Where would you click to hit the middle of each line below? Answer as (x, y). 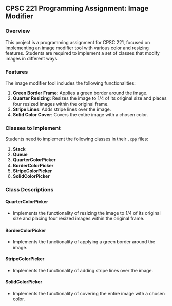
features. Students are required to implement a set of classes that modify (83, 53)
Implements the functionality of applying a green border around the (84, 242)
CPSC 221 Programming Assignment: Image (77, 8)
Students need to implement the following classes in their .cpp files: (77, 139)
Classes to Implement (33, 128)
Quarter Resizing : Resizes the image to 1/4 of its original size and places (90, 98)
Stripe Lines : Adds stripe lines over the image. (62, 109)
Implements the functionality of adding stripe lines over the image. (83, 270)
